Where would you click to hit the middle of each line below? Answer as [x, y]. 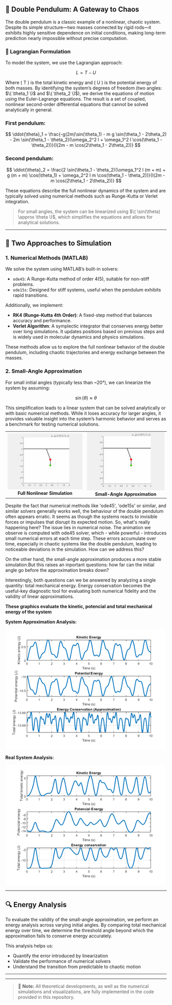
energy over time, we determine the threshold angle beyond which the [79, 931]
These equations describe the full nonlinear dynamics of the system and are [86, 190]
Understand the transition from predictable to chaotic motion [77, 967]
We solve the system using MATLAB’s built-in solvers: [62, 269]
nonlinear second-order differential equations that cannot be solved [77, 104]
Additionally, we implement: [35, 305]
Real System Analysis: [30, 757]
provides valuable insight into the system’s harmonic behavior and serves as [86, 418]
